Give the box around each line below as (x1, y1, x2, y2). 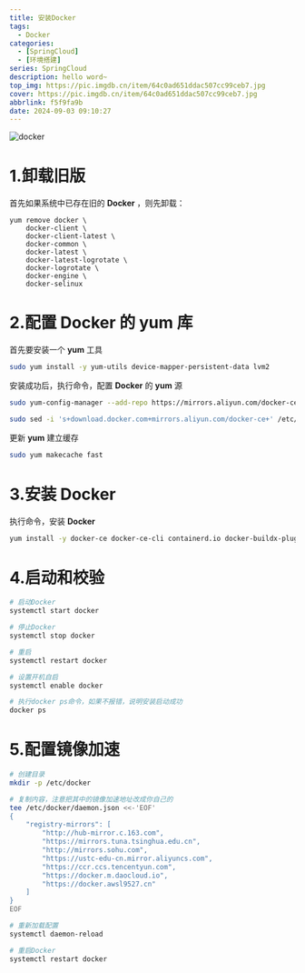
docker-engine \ (25, 272, 88, 281)
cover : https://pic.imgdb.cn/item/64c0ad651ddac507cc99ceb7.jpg (9, 89, 258, 98)
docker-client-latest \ (25, 232, 116, 241)
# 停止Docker (9, 623, 56, 632)
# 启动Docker (9, 597, 56, 607)
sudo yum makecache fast (9, 450, 103, 459)
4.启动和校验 (9, 567, 105, 587)
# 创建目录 (9, 770, 45, 779)
